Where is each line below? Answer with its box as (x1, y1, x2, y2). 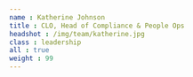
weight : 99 (9, 54, 53, 63)
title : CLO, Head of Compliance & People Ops (9, 21, 185, 30)
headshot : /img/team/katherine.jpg (9, 29, 145, 38)
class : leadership (9, 37, 82, 47)
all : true (9, 46, 50, 55)
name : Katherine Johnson (9, 12, 105, 22)
